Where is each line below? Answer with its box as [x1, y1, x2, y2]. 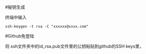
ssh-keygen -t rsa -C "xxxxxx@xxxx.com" [5, 24, 89, 29]
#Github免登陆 [5, 33, 34, 39]
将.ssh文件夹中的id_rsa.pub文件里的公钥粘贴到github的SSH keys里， [5, 43, 144, 49]
